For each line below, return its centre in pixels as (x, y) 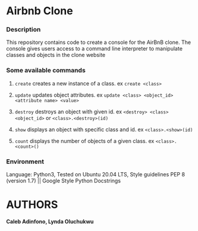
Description (23, 30)
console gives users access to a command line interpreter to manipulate (95, 49)
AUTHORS (32, 205)
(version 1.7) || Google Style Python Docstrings (63, 181)
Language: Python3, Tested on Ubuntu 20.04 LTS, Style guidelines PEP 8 (96, 175)
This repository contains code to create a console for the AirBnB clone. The (99, 42)
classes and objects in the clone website (56, 55)
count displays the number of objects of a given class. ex (84, 141)
